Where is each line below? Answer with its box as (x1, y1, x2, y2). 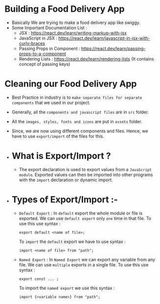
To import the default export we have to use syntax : (19, 239, 126, 244)
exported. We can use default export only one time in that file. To (19, 215, 151, 221)
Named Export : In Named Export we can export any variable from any (19, 257, 155, 262)
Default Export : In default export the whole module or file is (19, 210, 143, 216)
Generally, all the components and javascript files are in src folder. (11, 109, 149, 115)
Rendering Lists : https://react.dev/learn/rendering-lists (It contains (19, 56, 154, 62)
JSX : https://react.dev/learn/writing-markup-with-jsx (19, 30, 127, 36)
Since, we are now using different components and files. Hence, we (11, 128, 148, 134)
